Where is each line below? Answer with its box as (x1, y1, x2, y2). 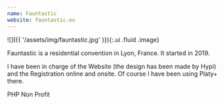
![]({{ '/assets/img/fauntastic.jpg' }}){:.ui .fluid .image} (7, 35, 160, 43)
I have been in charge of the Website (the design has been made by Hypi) (7, 62, 216, 70)
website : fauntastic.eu (7, 17, 76, 23)
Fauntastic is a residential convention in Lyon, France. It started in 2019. (7, 49, 210, 57)
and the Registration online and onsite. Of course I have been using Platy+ (7, 70, 218, 78)
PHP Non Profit (7, 90, 50, 98)
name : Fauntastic (7, 10, 57, 17)
